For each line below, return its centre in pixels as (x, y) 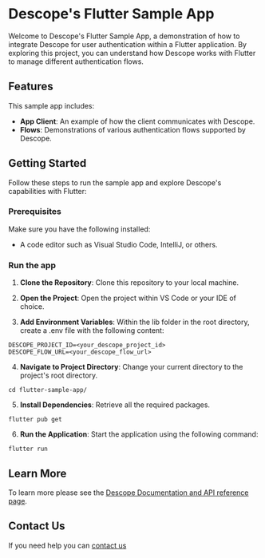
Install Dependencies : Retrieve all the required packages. (115, 405)
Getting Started (47, 163)
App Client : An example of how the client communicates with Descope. (137, 121)
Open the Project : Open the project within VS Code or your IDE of (128, 298)
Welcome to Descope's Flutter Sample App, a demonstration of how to (124, 36)
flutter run (28, 449)
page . (18, 501)
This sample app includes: (51, 105)
